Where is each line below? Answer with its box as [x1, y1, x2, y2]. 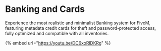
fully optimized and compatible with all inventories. [5, 30, 109, 36]
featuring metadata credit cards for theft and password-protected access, [5, 25, 156, 31]
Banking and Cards [5, 3, 85, 15]
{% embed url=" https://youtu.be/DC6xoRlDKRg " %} [5, 40, 111, 46]
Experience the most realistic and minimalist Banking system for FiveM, [5, 20, 151, 26]
